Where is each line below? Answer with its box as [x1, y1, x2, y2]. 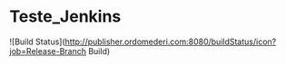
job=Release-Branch [9, 45, 86, 56]
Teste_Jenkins [9, 6, 122, 27]
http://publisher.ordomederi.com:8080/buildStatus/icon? [64, 36, 277, 47]
